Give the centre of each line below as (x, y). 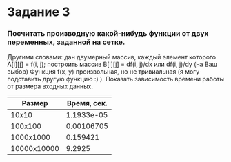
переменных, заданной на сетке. (66, 42)
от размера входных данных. (50, 86)
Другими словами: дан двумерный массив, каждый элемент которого (111, 57)
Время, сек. (87, 103)
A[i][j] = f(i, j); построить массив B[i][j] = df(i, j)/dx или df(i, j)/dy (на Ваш (112, 64)
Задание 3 (39, 12)
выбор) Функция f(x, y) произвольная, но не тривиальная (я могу (103, 72)
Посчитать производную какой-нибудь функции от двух (108, 34)
